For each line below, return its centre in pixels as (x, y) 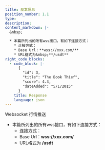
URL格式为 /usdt (36, 143)
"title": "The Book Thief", (51, 77)
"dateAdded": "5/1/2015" (48, 86)
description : (18, 23)
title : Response (31, 95)
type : (10, 19)
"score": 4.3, (37, 82)
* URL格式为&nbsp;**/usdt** (41, 55)
